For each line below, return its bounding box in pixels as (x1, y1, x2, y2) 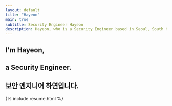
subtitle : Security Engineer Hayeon (5, 22, 83, 27)
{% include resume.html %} (5, 95, 64, 101)
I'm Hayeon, (5, 46, 45, 54)
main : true (5, 17, 29, 22)
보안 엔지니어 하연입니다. (5, 81, 79, 90)
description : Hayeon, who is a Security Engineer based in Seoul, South (5, 27, 164, 32)
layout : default (5, 7, 40, 13)
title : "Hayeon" (5, 12, 40, 17)
